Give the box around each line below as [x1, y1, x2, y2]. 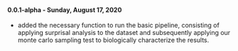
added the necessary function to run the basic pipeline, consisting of [17, 21, 220, 29]
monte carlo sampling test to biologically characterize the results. [17, 36, 210, 45]
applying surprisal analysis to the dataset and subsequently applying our [17, 29, 231, 37]
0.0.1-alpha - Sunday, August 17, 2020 [7, 6, 122, 14]
